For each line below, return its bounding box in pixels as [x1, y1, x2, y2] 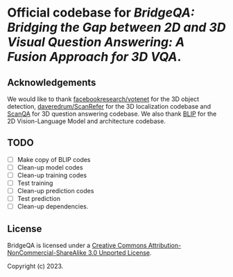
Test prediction [17, 195, 61, 203]
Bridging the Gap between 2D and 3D [7, 19, 226, 35]
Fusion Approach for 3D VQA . [7, 49, 182, 65]
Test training [17, 179, 53, 187]
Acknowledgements [7, 76, 96, 88]
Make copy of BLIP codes [17, 155, 91, 163]
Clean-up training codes [17, 171, 87, 179]
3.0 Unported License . [87, 249, 152, 257]
